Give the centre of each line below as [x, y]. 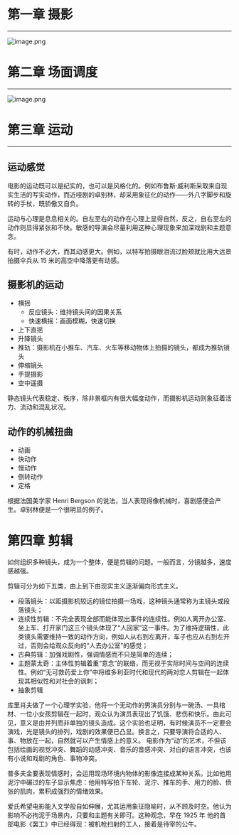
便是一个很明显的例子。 [73, 510]
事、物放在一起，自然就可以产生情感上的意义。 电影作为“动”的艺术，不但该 [117, 740]
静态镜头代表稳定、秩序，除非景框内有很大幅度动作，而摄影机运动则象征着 [116, 398]
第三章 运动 [40, 130]
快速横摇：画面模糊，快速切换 [72, 321]
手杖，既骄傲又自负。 [51, 203]
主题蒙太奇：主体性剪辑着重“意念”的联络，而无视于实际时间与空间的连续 [123, 663]
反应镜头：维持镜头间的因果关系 [75, 312]
